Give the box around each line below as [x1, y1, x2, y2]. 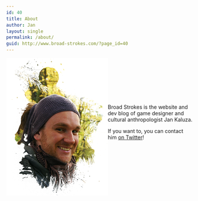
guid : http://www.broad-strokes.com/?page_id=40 [6, 41, 128, 47]
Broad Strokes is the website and [108, 103, 188, 111]
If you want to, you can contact [108, 128, 184, 134]
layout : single [6, 28, 44, 34]
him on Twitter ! [108, 134, 144, 141]
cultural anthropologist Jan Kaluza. [108, 116, 193, 123]
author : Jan [6, 22, 35, 28]
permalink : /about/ [6, 34, 54, 41]
